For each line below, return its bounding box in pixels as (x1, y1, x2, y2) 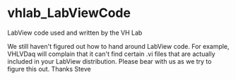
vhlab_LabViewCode (7, 5, 131, 21)
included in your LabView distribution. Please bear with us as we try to (7, 57, 212, 65)
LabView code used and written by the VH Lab (7, 28, 143, 37)
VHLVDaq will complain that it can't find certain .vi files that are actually (7, 50, 216, 58)
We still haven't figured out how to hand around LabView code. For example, (7, 42, 230, 50)
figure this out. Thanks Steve (7, 64, 91, 73)
